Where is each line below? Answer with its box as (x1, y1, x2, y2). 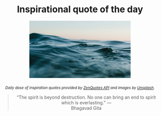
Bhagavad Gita (70, 105, 102, 111)
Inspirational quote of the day (17, 4, 143, 15)
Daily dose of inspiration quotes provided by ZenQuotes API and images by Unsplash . (5, 85, 155, 90)
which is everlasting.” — (61, 99, 111, 105)
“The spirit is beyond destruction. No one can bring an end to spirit (17, 94, 156, 100)
